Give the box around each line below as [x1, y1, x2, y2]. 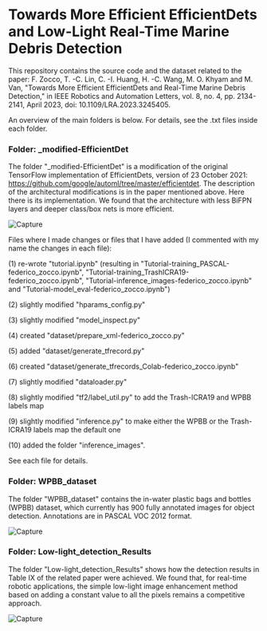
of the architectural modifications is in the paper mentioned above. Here [8, 187, 245, 197]
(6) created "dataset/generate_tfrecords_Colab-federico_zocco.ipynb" [8, 361, 239, 372]
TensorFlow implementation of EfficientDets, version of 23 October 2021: [8, 170, 249, 180]
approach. [8, 598, 42, 608]
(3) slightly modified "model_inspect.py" [8, 315, 141, 325]
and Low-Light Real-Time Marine [8, 22, 230, 41]
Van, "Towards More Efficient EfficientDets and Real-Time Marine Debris [8, 82, 246, 93]
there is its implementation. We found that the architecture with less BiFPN [8, 195, 253, 205]
